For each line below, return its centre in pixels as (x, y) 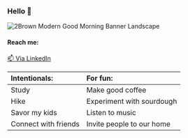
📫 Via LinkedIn (29, 58)
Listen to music (111, 112)
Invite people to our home (128, 123)
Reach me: (23, 42)
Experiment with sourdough (132, 101)
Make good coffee (116, 90)
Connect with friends (45, 123)
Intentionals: (32, 78)
